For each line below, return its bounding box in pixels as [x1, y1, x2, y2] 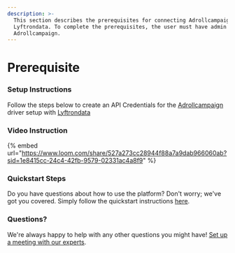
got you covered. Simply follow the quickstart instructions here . [7, 197, 190, 205]
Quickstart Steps [7, 173, 66, 183]
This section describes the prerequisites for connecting [13, 17, 187, 24]
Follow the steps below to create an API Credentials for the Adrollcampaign [7, 101, 224, 109]
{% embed [7, 141, 38, 150]
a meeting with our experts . [7, 238, 87, 246]
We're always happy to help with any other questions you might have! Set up [7, 230, 228, 238]
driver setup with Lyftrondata [7, 108, 91, 116]
